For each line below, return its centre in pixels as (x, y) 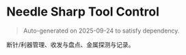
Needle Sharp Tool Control (83, 12)
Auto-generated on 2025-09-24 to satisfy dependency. (101, 31)
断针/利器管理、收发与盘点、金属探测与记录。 (70, 44)
